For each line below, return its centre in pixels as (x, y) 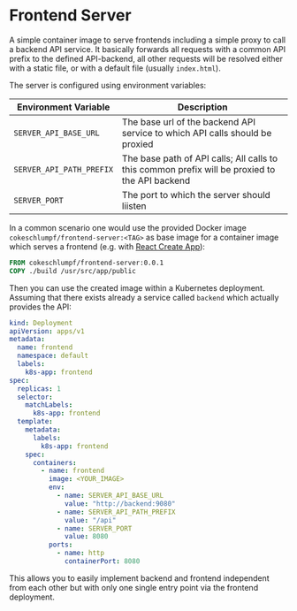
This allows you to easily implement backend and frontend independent (139, 578)
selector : (35, 397)
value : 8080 (87, 537)
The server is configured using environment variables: (108, 85)
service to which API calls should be (197, 133)
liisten (134, 206)
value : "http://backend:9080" (120, 504)
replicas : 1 (39, 389)
